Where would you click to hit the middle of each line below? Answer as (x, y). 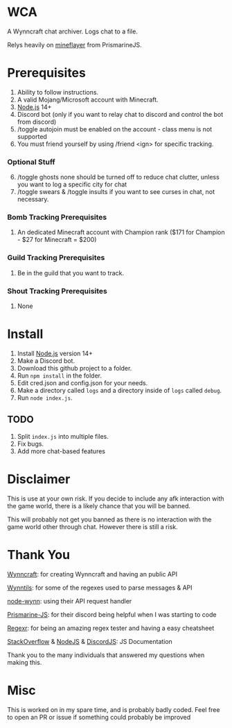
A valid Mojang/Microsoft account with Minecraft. (88, 99)
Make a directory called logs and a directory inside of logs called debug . (119, 390)
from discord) (37, 122)
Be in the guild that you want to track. (71, 273)
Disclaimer (39, 479)
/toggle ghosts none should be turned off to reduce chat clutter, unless (118, 177)
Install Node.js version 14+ (55, 353)
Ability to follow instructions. (58, 92)
